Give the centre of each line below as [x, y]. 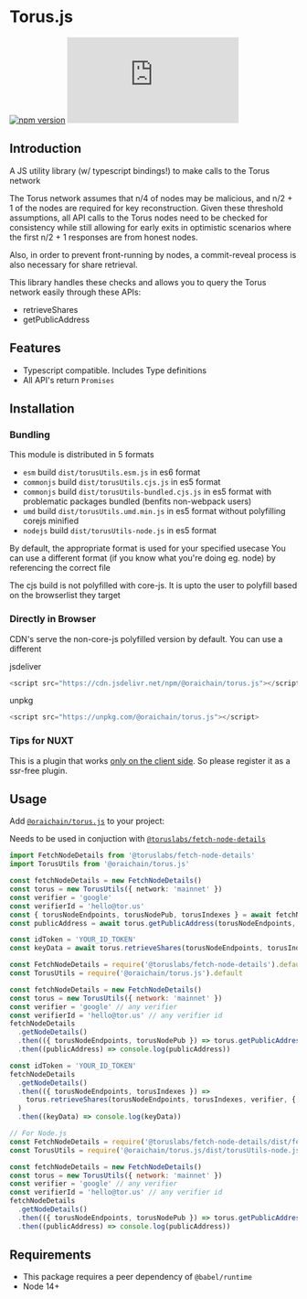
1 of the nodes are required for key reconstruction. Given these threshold [146, 208]
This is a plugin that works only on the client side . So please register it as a [150, 760]
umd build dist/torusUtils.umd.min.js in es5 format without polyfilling [154, 511]
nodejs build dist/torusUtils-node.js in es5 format [120, 531]
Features [35, 348]
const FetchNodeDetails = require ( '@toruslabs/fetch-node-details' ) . [145, 965]
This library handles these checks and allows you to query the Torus [138, 282]
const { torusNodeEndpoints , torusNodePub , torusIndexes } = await [141, 915]
